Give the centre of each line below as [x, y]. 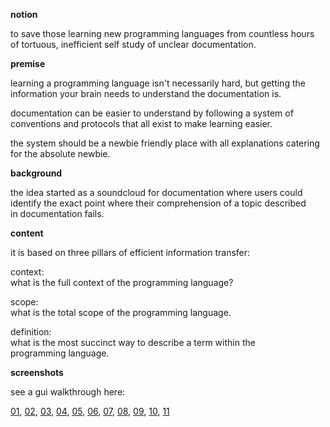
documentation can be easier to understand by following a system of [152, 113]
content [27, 233]
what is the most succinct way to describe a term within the [133, 342]
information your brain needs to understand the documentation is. [146, 93]
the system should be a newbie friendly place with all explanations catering [165, 143]
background [36, 173]
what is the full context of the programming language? [122, 282]
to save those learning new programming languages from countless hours [162, 33]
